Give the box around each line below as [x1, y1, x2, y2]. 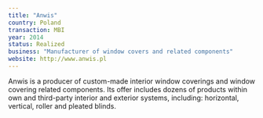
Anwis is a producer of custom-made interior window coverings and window [8, 76, 256, 86]
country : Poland [8, 19, 61, 27]
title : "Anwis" [8, 11, 58, 20]
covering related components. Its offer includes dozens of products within [8, 84, 248, 94]
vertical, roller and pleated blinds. [8, 101, 116, 110]
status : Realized [8, 41, 65, 48]
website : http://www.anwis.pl [8, 55, 108, 63]
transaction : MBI [8, 26, 65, 34]
